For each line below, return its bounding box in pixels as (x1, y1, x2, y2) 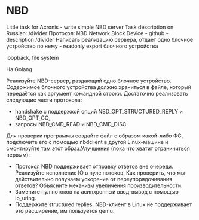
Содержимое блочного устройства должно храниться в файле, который (6, 83, 192, 90)
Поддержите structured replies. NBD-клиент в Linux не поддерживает (14, 201, 192, 208)
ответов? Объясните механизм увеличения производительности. (14, 182, 183, 189)
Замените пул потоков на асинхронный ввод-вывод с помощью (14, 188, 179, 195)
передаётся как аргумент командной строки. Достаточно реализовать (6, 90, 188, 97)
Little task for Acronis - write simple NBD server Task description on (6, 23, 174, 30)
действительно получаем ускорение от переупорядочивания (14, 175, 172, 182)
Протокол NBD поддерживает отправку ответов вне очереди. (14, 163, 173, 170)
